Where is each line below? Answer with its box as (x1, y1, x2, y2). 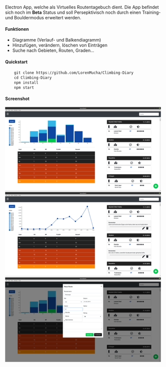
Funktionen (5, 26, 29, 32)
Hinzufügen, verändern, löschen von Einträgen (12, 42, 108, 48)
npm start (14, 85, 35, 91)
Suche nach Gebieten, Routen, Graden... (12, 47, 95, 53)
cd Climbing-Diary (14, 75, 52, 81)
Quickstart (5, 59, 28, 65)
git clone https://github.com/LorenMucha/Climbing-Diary (14, 70, 134, 76)
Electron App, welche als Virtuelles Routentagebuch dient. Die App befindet (5, 4, 159, 10)
